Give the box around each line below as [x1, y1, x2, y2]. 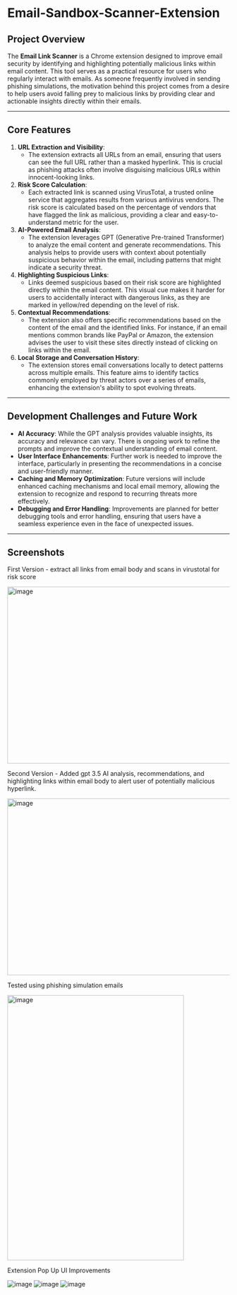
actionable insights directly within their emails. [7, 97, 142, 105]
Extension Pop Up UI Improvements [7, 1266, 111, 1274]
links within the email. [28, 345, 92, 354]
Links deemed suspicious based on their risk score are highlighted [28, 278, 221, 286]
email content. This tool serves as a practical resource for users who [7, 67, 207, 75]
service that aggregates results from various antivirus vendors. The [28, 195, 224, 204]
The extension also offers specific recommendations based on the [28, 315, 221, 324]
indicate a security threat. [28, 263, 103, 272]
